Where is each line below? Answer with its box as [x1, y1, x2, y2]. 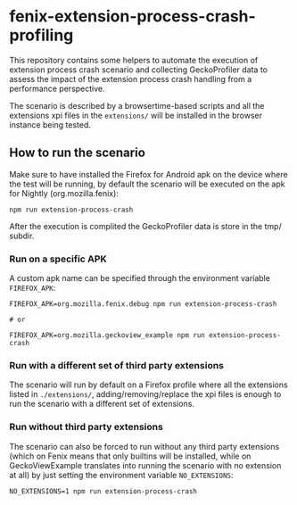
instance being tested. [9, 119, 92, 130]
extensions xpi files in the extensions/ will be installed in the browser [9, 110, 263, 120]
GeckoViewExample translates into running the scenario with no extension [9, 459, 282, 470]
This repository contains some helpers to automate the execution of [9, 54, 259, 65]
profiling [9, 25, 74, 46]
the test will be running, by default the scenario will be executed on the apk [9, 178, 285, 189]
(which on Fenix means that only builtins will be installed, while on [9, 451, 252, 461]
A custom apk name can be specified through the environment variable [9, 273, 270, 284]
